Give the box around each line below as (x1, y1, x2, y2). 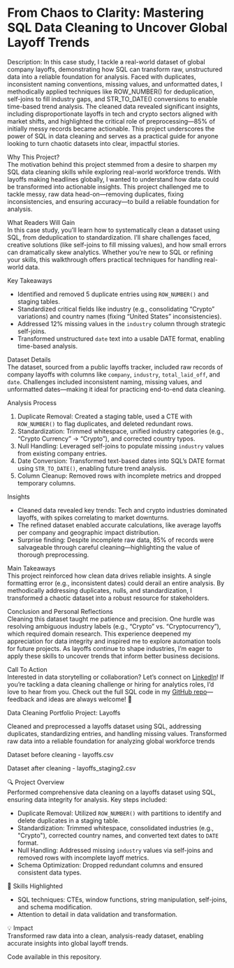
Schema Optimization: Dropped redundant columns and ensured (17, 860, 203, 869)
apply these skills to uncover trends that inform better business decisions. (7, 652, 220, 660)
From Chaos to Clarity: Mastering (7, 5, 204, 21)
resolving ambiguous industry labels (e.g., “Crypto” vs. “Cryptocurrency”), (7, 622, 221, 630)
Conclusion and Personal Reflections (7, 607, 113, 615)
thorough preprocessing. (17, 550, 89, 559)
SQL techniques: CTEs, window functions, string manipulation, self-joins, (17, 895, 228, 904)
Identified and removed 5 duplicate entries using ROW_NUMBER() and (17, 290, 209, 298)
